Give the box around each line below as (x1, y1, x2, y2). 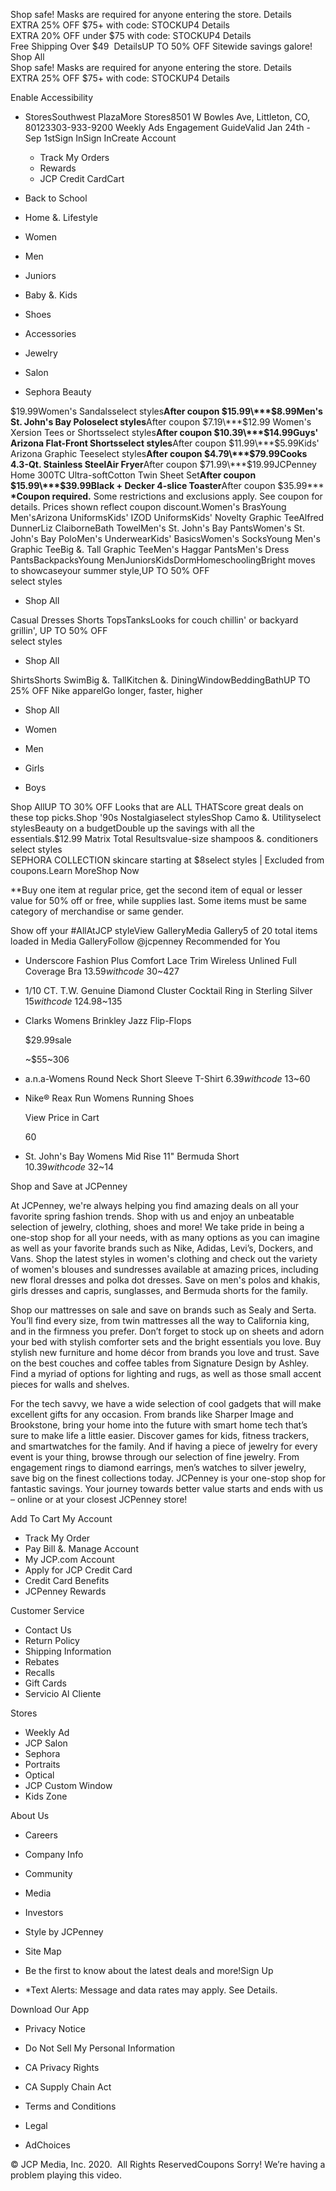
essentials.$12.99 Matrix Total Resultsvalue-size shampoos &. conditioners (10, 833, 319, 844)
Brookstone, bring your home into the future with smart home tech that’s (10, 1419, 308, 1431)
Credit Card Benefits (24, 1575, 110, 1586)
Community (24, 1868, 73, 1879)
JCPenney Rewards (24, 1585, 107, 1597)
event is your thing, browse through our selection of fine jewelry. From (10, 1451, 300, 1463)
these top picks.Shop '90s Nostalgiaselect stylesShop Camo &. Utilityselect (10, 812, 322, 823)
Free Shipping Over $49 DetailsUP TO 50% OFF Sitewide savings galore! (10, 40, 313, 52)
